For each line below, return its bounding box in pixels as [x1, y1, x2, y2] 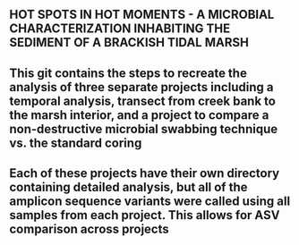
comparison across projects [9, 222, 170, 237]
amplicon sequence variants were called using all [9, 194, 291, 209]
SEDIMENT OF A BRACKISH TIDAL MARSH [9, 35, 249, 50]
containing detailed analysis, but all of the [9, 180, 248, 195]
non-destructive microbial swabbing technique [9, 121, 278, 137]
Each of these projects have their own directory [9, 165, 280, 182]
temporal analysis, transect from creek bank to [9, 93, 276, 108]
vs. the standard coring [9, 135, 142, 150]
